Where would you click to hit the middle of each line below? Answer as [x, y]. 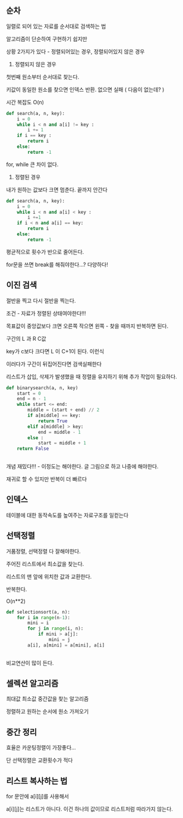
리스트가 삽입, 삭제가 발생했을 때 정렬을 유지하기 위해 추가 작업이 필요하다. [91, 377]
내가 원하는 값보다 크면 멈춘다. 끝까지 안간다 [57, 189]
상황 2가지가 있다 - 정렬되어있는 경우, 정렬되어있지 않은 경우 [75, 51]
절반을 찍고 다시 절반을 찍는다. [41, 300]
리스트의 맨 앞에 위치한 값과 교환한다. [49, 576]
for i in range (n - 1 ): [43, 618]
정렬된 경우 [28, 177]
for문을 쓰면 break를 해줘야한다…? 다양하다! [57, 265]
